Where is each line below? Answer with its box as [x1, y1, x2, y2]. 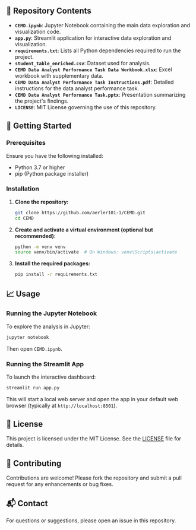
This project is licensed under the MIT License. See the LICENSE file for [6, 434, 182, 442]
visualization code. [14, 28, 61, 35]
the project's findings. [14, 97, 69, 104]
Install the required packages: [14, 260, 91, 267]
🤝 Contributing [6, 458, 62, 469]
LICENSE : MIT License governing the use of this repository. [14, 103, 157, 110]
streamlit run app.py [6, 385, 60, 391]
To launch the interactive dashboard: [6, 373, 96, 380]
